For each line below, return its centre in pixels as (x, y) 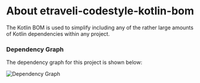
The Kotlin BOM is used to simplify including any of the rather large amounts (100, 27)
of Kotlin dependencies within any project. (58, 33)
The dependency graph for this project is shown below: (74, 62)
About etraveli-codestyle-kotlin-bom (100, 11)
